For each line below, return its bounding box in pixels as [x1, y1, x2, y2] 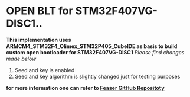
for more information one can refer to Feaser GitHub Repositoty [6, 84, 165, 91]
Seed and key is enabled [14, 66, 75, 73]
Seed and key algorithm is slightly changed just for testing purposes [14, 73, 181, 80]
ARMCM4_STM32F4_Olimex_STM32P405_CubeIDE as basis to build [6, 43, 178, 50]
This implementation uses [6, 36, 71, 43]
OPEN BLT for [6, 4, 73, 18]
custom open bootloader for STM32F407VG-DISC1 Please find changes [6, 48, 185, 56]
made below [6, 55, 37, 62]
